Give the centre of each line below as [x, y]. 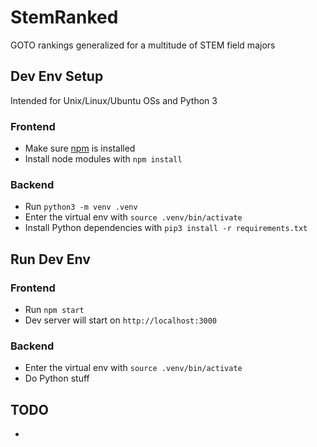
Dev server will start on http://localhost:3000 [121, 320]
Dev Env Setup [57, 76]
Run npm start [54, 310]
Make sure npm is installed [80, 148]
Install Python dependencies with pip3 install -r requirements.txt [166, 228]
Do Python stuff [57, 378]
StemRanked [64, 17]
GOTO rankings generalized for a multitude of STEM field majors [143, 45]
